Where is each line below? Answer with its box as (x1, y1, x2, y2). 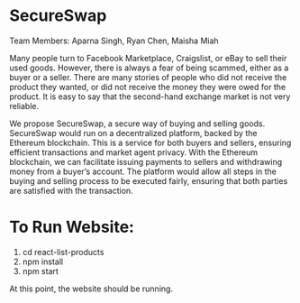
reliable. (9, 100, 40, 111)
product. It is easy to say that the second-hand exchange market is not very (9, 91, 291, 102)
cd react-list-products (22, 246, 105, 257)
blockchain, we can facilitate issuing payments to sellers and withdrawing (9, 156, 283, 167)
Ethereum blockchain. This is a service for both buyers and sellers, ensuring (9, 137, 292, 148)
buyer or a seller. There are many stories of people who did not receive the (9, 71, 287, 82)
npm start (22, 265, 59, 276)
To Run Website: (9, 217, 135, 237)
